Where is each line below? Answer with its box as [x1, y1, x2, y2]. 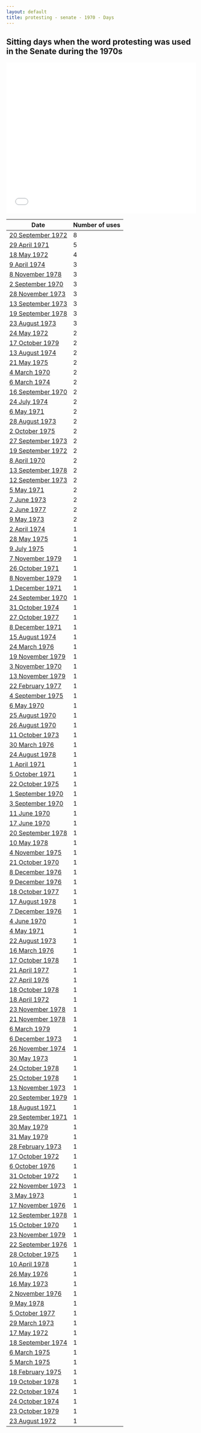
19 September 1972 [9, 447, 67, 455]
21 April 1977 [9, 966, 49, 975]
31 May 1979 [9, 1133, 49, 1141]
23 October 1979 [9, 1407, 60, 1416]
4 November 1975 [9, 849, 62, 857]
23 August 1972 [9, 1417, 57, 1425]
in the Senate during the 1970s [6, 46, 123, 56]
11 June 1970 [9, 809, 51, 818]
